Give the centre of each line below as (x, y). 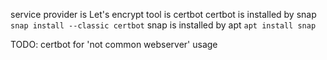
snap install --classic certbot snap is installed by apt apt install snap (163, 25)
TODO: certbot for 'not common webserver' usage (114, 44)
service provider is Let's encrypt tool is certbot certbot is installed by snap (163, 14)
